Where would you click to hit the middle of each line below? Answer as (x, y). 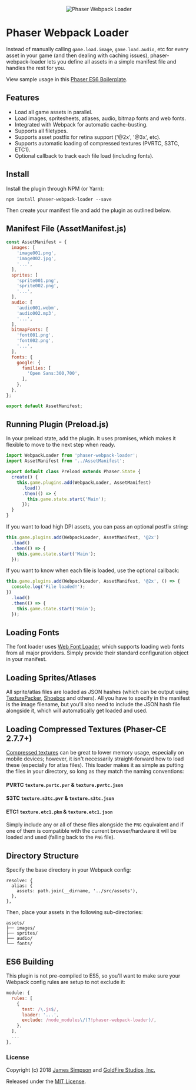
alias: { (22, 886)
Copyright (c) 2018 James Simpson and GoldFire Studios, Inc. (81, 1070)
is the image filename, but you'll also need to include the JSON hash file (93, 704)
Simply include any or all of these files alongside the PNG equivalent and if (95, 825)
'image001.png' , (37, 253)
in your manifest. (26, 659)
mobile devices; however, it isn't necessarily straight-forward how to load (95, 759)
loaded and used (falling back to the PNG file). (61, 837)
